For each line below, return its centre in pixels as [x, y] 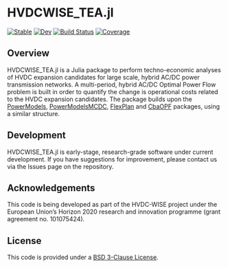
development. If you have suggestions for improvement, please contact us [112, 159]
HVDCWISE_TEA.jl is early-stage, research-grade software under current [110, 152]
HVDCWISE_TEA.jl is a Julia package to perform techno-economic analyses [114, 69]
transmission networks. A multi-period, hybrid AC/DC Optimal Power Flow [112, 85]
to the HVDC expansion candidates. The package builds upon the [100, 99]
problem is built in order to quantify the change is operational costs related [113, 91]
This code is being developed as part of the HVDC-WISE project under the [112, 205]
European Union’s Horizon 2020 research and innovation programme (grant [114, 212]
